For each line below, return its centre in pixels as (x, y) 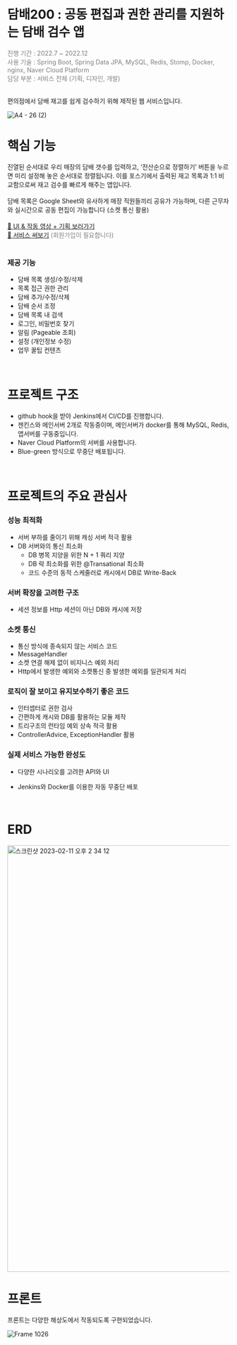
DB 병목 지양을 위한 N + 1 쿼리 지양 (76, 555)
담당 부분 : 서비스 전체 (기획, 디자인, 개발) (64, 78)
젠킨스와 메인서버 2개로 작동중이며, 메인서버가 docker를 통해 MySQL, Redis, (123, 425)
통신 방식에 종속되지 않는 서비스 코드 (67, 646)
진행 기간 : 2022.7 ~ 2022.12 (48, 53)
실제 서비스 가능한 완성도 (47, 755)
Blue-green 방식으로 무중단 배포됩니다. (71, 452)
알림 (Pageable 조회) (47, 333)
